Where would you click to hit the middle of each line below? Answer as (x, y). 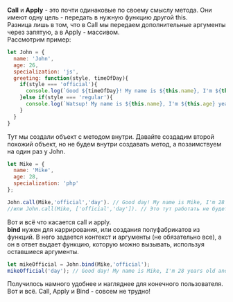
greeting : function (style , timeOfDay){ (71, 78)
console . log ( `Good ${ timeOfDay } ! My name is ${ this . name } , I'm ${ (123, 91)
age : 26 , (26, 65)
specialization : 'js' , (46, 72)
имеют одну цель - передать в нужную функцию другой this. (97, 17)
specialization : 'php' (46, 183)
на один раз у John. (36, 151)
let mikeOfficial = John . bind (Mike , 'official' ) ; (79, 264)
